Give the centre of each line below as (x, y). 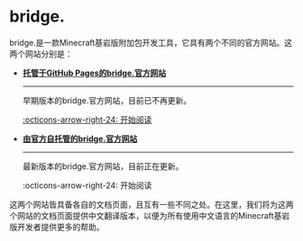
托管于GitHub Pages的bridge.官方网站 (94, 73)
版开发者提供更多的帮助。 (57, 227)
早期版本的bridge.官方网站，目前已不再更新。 (107, 100)
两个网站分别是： (41, 54)
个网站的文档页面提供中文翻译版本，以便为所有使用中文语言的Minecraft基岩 (150, 215)
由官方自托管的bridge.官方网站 (80, 138)
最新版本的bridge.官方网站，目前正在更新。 (103, 166)
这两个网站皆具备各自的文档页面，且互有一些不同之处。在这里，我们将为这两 (151, 204)
